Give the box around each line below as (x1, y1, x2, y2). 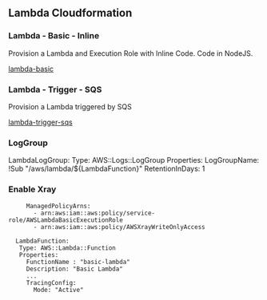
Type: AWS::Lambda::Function (18, 243, 116, 252)
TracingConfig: (26, 278, 78, 286)
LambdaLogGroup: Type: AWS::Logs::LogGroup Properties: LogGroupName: (8, 156, 260, 165)
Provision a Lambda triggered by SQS (8, 101, 132, 111)
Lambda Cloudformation (8, 6, 133, 20)
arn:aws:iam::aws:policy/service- (40, 209, 156, 217)
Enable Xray (8, 184, 57, 195)
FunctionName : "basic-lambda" (26, 258, 130, 266)
